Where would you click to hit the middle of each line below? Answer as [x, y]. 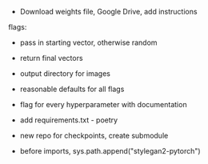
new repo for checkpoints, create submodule [94, 136]
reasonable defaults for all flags [72, 89]
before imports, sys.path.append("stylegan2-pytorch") [110, 151]
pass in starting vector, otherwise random [88, 42]
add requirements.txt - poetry [69, 120]
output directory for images [65, 74]
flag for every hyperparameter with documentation [103, 104]
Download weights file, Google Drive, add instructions [108, 12]
